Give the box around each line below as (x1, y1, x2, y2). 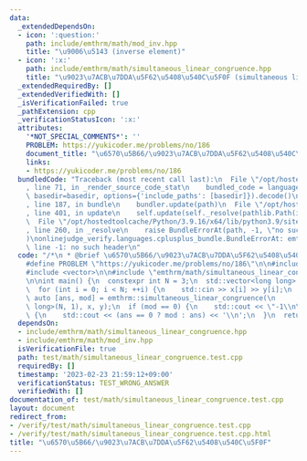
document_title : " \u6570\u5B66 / (26, 149, 149, 158)
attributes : (17, 124, 64, 133)
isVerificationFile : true (17, 344, 117, 353)
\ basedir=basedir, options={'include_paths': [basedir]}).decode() (26, 192, 292, 201)
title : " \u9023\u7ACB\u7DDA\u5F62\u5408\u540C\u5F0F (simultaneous (26, 73, 288, 82)
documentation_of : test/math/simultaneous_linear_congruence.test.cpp (9, 395, 284, 404)
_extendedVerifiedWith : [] (17, 89, 121, 99)
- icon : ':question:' (17, 30, 101, 39)
